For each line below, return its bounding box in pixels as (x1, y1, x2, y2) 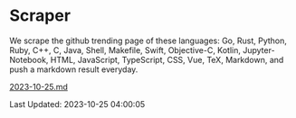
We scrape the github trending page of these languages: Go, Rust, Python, (9, 35, 288, 46)
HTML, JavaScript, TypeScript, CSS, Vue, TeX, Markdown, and (50, 54, 284, 65)
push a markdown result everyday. (9, 64, 138, 75)
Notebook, (9, 54, 49, 65)
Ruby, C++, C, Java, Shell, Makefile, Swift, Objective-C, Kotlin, (9, 44, 242, 55)
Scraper (9, 5, 71, 26)
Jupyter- (243, 44, 275, 55)
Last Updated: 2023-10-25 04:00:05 (9, 98, 146, 109)
